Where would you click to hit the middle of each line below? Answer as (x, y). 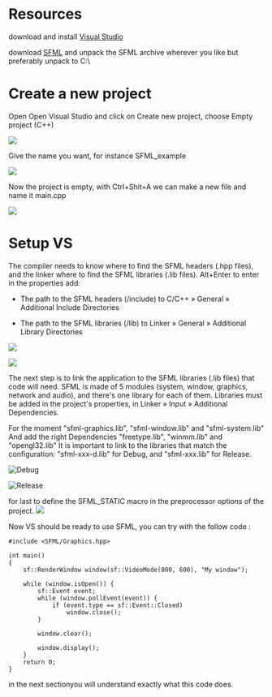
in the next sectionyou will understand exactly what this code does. (121, 684)
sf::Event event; (67, 591)
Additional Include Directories (70, 307)
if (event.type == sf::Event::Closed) (117, 605)
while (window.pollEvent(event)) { (98, 598)
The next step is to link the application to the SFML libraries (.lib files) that (132, 377)
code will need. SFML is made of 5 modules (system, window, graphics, (128, 386)
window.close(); (94, 612)
